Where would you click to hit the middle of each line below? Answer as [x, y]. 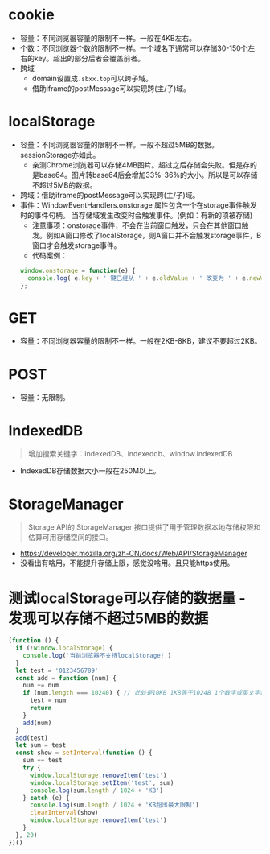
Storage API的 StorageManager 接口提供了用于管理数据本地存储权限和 [144, 527]
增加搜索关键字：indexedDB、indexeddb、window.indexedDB [130, 454]
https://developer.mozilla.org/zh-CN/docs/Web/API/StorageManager [133, 554]
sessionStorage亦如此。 [60, 155]
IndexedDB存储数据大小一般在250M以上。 [90, 471]
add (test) [32, 738]
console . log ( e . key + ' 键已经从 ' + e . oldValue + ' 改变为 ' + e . [139, 278]
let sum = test [41, 745]
